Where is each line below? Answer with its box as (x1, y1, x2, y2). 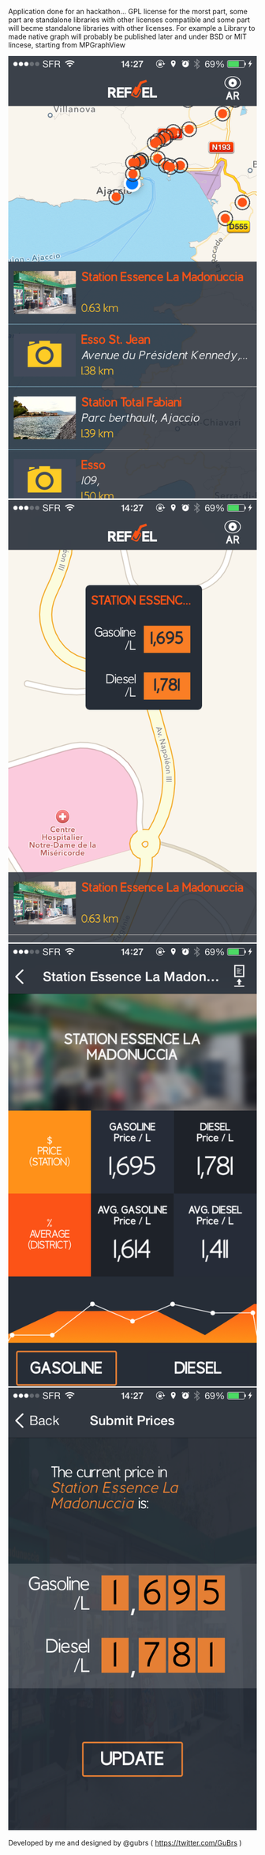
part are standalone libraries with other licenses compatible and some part (8, 15, 251, 24)
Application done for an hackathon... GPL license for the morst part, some (8, 7, 248, 16)
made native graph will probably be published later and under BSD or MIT (8, 32, 247, 41)
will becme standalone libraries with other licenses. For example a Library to (8, 24, 256, 32)
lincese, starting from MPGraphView (8, 40, 126, 50)
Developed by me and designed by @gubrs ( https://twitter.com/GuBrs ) (8, 1838, 242, 1847)
